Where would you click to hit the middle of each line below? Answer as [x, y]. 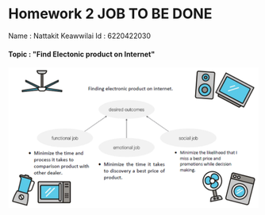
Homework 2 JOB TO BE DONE [110, 14]
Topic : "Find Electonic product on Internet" [82, 54]
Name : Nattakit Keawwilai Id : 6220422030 [79, 36]
